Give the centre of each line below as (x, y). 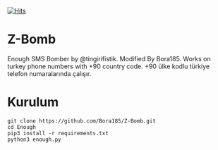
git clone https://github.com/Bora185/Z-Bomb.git (82, 121)
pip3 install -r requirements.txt (58, 133)
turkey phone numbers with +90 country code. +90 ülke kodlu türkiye (109, 66)
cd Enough (22, 127)
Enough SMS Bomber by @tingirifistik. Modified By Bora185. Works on (109, 58)
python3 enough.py (34, 139)
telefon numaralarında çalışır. (49, 73)
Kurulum (33, 102)
